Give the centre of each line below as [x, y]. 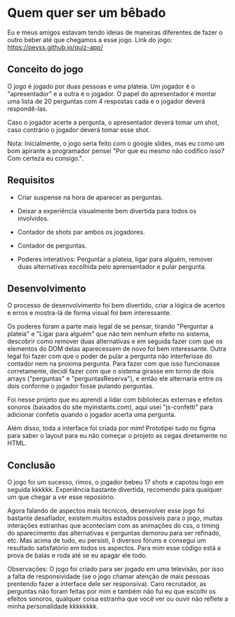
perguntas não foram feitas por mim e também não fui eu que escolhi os [112, 592]
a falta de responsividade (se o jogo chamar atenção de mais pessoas [109, 576]
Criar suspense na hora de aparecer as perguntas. [90, 197]
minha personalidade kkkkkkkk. [53, 606]
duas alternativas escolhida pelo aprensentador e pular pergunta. [112, 266]
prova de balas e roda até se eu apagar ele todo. [77, 555]
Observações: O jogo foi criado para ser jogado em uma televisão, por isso [116, 569]
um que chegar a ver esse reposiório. [61, 497]
